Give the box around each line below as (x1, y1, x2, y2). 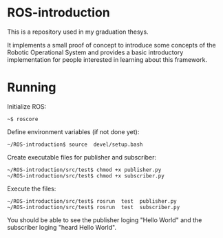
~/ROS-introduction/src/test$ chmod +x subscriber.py (7, 172, 165, 180)
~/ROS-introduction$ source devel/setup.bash (7, 141, 143, 148)
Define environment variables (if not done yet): (7, 127, 140, 136)
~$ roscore (7, 116, 39, 122)
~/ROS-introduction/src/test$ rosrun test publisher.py (7, 197, 177, 204)
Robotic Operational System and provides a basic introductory (7, 48, 184, 56)
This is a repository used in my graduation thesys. (7, 28, 149, 36)
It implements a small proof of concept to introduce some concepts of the (7, 41, 216, 49)
